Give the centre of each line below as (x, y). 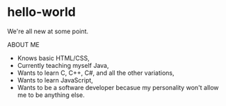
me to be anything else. (51, 95)
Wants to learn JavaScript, (55, 80)
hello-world (42, 12)
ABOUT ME (23, 44)
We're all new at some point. (48, 31)
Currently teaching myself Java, (63, 65)
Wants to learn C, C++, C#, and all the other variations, (96, 73)
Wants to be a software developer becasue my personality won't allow (118, 87)
